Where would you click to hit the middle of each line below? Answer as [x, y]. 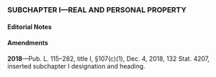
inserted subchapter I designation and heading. [76, 66]
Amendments [28, 43]
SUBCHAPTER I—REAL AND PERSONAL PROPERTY [97, 10]
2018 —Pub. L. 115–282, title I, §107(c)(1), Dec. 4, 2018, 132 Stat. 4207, [109, 59]
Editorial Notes [29, 27]
